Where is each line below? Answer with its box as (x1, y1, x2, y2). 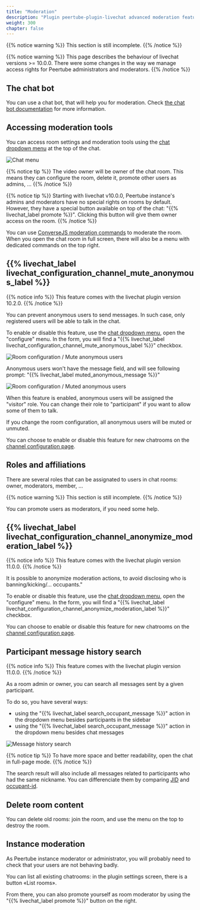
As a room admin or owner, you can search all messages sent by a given (6, 681, 184, 688)
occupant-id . (6, 782, 38, 790)
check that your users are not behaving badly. (6, 861, 119, 868)
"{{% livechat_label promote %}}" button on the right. (6, 897, 137, 904)
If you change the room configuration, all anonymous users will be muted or (6, 418, 192, 426)
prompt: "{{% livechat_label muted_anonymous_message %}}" (6, 371, 160, 378)
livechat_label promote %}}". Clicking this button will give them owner (6, 211, 177, 218)
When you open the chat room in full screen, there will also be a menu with (6, 235, 190, 242)
